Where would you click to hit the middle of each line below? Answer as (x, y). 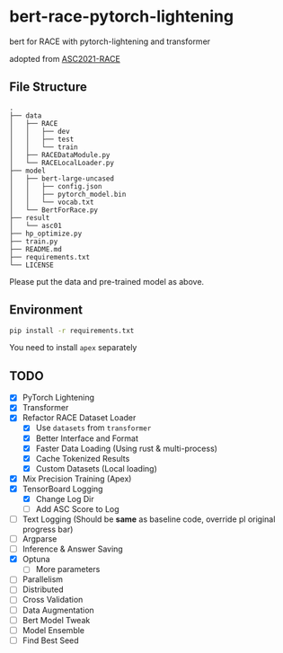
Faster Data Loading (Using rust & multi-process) (127, 448)
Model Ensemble (53, 630)
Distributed (43, 589)
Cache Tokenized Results (83, 458)
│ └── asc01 (36, 225)
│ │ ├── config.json (56, 186)
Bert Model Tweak (56, 620)
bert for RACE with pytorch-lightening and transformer (110, 41)
